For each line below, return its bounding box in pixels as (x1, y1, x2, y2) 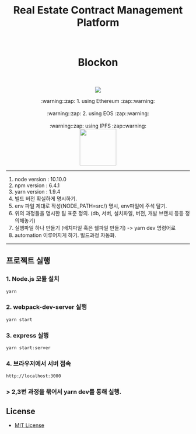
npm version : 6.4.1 (14, 182, 60, 189)
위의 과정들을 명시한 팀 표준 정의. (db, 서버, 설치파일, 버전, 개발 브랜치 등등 (14, 209, 184, 216)
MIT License (14, 422, 45, 429)
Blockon (78, 56, 118, 69)
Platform (76, 16, 120, 29)
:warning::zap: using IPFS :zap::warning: (49, 122, 147, 129)
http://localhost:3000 (6, 373, 61, 379)
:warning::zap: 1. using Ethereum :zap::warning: (41, 97, 155, 104)
